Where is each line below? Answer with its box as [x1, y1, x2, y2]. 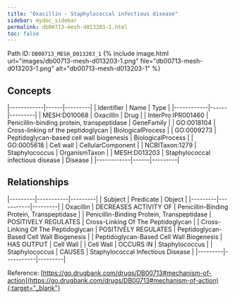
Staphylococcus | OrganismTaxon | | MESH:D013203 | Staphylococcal [7, 149, 210, 157]
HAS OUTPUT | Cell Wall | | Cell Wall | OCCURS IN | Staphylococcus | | [7, 240, 213, 248]
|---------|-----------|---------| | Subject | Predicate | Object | [7, 195, 188, 203]
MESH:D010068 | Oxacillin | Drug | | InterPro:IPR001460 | [42, 111, 209, 120]
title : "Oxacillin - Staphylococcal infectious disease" [7, 10, 179, 18]
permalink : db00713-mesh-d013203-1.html [7, 23, 128, 30]
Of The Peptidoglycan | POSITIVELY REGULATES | [30, 225, 176, 233]
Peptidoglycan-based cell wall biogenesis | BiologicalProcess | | [7, 133, 194, 142]
